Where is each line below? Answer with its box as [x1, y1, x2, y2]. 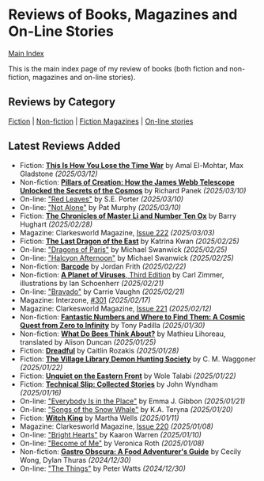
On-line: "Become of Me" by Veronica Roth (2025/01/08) [19, 438, 205, 448]
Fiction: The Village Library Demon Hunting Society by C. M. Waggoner [19, 354, 256, 364]
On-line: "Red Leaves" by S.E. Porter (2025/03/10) [19, 194, 184, 204]
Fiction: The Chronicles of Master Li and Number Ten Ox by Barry [19, 211, 237, 220]
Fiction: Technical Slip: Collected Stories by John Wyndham [19, 379, 219, 389]
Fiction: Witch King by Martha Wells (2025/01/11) [19, 413, 179, 422]
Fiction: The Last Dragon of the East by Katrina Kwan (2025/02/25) [19, 236, 239, 246]
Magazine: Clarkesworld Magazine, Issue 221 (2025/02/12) [19, 303, 212, 313]
